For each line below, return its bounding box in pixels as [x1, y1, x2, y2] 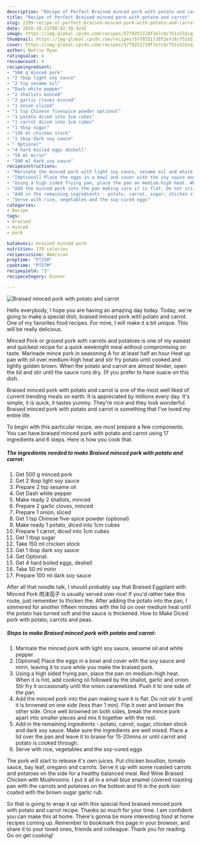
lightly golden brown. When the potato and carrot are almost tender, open [7, 362, 187, 369]
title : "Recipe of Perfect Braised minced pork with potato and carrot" [7, 14, 191, 20]
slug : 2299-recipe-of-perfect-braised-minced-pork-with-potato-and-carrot [7, 20, 196, 26]
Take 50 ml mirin [15, 565, 56, 572]
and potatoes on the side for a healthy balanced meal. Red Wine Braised [7, 770, 183, 777]
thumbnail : [7, 36, 34, 42]
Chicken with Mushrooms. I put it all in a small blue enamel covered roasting [7, 776, 193, 783]
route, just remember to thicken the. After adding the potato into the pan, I [7, 597, 188, 604]
